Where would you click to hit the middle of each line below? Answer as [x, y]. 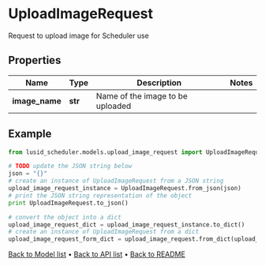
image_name [37, 101]
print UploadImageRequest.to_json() [68, 203]
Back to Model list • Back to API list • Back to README [97, 254]
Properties [35, 60]
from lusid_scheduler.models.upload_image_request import [105, 152]
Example [30, 134]
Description [159, 82]
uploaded [114, 106]
